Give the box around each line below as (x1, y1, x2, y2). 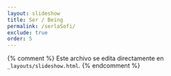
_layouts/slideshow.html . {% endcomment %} (7, 62, 141, 70)
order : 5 (7, 36, 33, 42)
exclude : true (7, 29, 48, 36)
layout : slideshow (7, 10, 60, 17)
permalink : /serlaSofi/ (7, 23, 76, 29)
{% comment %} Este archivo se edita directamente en (7, 54, 164, 62)
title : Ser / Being (7, 16, 64, 23)
